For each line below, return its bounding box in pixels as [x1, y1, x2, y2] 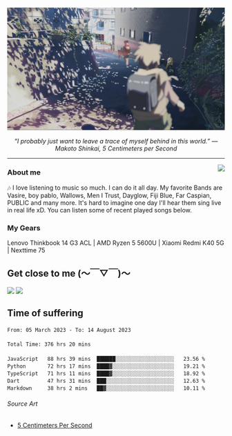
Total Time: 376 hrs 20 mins [7, 341, 91, 348]
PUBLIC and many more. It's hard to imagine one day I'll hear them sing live [7, 198, 222, 207]
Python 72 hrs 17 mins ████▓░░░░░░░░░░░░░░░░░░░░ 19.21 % [7, 363, 206, 370]
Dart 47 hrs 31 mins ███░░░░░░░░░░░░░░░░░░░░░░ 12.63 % [7, 377, 206, 384]
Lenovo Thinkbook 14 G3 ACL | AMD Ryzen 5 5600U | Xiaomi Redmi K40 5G [7, 239, 224, 247]
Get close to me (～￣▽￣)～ [7, 268, 130, 279]
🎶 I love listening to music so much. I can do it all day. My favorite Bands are [7, 184, 223, 192]
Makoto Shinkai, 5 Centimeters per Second [55, 144, 177, 152]
